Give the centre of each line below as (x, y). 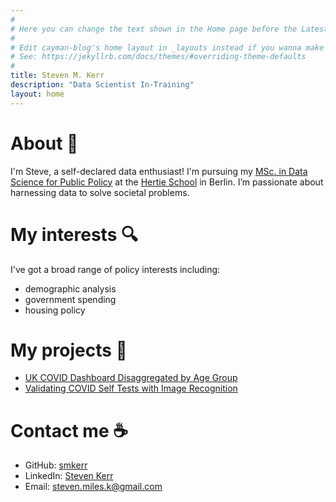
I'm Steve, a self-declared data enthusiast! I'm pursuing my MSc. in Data (159, 171)
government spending (70, 299)
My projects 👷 (69, 350)
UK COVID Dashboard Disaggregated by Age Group (131, 378)
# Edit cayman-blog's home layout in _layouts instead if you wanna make (167, 47)
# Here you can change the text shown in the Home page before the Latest (169, 29)
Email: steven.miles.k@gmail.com (93, 487)
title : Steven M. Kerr (57, 76)
